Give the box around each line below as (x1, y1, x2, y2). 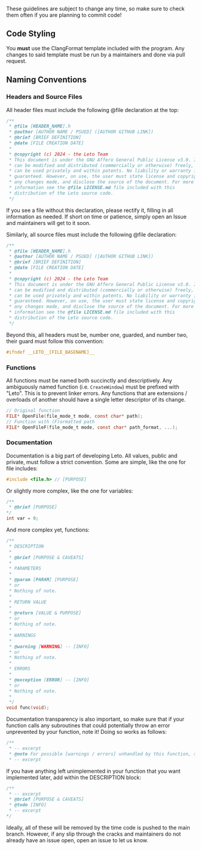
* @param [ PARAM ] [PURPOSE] (8, 577, 79, 583)
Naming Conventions (6, 75, 87, 85)
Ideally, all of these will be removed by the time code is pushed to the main (6, 824, 190, 831)
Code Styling (6, 29, 56, 39)
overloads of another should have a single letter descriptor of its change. (6, 396, 186, 403)
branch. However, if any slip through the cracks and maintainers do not (6, 830, 181, 837)
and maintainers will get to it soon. (6, 219, 91, 226)
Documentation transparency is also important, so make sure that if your (6, 715, 185, 723)
